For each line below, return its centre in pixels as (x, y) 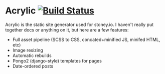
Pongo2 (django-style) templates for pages (57, 60)
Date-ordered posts (33, 66)
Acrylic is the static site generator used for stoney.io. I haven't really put (79, 24)
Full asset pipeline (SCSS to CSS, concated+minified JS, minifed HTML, (86, 39)
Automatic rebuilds (32, 55)
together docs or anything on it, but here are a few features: (67, 29)
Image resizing (28, 50)
